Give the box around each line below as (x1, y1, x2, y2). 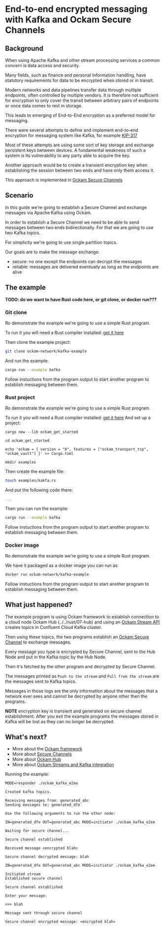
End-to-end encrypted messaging (5, 3, 148, 15)
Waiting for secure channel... (5, 829, 69, 834)
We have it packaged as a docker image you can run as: (5, 562, 119, 568)
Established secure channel (5, 876, 63, 881)
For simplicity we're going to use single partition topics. (5, 239, 117, 245)
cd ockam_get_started (5, 438, 50, 443)
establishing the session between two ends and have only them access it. (5, 167, 155, 173)
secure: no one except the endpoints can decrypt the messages (12, 258, 142, 264)
